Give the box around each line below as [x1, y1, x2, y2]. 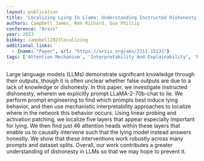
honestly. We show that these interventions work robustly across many [6, 134, 183, 142]
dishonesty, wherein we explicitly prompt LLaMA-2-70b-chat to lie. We [6, 90, 183, 97]
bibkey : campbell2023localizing [6, 37, 88, 43]
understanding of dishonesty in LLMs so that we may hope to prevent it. [6, 148, 186, 155]
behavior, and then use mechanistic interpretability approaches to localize [6, 102, 191, 110]
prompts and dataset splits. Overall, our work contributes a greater [6, 141, 173, 148]
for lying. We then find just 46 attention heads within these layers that [6, 122, 180, 129]
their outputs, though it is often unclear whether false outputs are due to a [6, 77, 191, 84]
